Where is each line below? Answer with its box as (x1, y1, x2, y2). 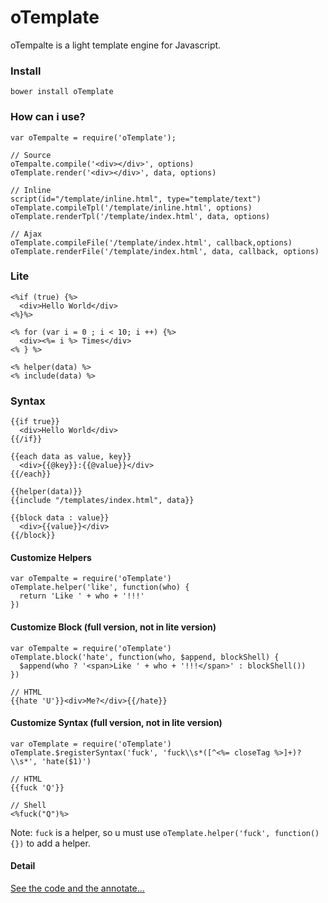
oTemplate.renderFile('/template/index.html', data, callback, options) (10, 246, 320, 256)
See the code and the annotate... (10, 882, 145, 894)
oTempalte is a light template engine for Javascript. (10, 39, 222, 51)
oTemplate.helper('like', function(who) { (10, 582, 190, 593)
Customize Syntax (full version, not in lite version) (10, 717, 223, 729)
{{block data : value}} (10, 513, 110, 523)
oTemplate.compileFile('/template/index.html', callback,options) (10, 237, 293, 248)
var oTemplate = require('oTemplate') (10, 739, 172, 749)
